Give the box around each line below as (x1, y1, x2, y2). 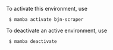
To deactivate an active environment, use (6, 27, 108, 34)
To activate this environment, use (6, 5, 88, 12)
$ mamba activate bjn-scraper (8, 17, 84, 23)
